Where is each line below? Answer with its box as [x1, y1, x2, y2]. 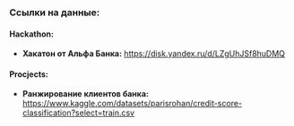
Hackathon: [9, 29, 54, 39]
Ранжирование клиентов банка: [22, 88, 150, 99]
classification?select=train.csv [22, 107, 135, 118]
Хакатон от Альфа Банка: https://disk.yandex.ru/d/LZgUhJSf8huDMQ [22, 48, 285, 59]
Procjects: [9, 69, 49, 80]
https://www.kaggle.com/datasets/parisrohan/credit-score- [22, 98, 243, 109]
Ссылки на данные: [9, 6, 100, 19]
